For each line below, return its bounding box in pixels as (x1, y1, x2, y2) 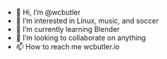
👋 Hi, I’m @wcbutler (15, 8, 81, 17)
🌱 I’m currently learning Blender (15, 25, 120, 33)
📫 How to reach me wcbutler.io (15, 42, 120, 51)
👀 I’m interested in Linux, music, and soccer (15, 16, 159, 26)
